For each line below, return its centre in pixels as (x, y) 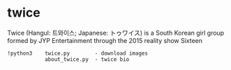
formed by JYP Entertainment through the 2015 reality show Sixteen (105, 40)
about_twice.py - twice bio (87, 59)
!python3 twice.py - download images (78, 53)
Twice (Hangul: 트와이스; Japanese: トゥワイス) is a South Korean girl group (116, 33)
